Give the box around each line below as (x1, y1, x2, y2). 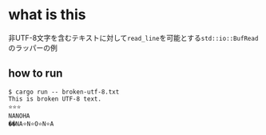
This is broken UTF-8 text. (8, 94, 102, 103)
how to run (8, 66, 63, 81)
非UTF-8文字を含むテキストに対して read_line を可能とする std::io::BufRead (8, 33, 259, 42)
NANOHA (8, 112, 30, 120)
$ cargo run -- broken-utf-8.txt (8, 88, 120, 96)
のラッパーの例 (8, 42, 58, 53)
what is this (8, 6, 86, 24)
